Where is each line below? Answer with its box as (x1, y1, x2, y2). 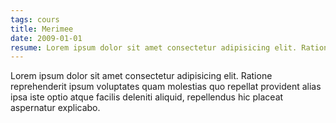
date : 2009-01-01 (10, 33, 83, 43)
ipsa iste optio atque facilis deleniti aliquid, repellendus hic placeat (10, 91, 284, 103)
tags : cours (10, 14, 60, 25)
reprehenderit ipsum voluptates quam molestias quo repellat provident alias (10, 81, 322, 93)
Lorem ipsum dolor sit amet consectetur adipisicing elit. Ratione (10, 70, 273, 82)
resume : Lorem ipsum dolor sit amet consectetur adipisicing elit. (10, 42, 298, 53)
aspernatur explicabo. (10, 102, 101, 114)
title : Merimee (10, 24, 74, 34)
